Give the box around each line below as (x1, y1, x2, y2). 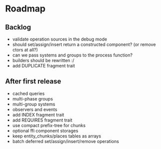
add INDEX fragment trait (12, 111, 64, 117)
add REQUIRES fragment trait (12, 117, 73, 123)
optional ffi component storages (12, 127, 79, 133)
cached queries (12, 90, 45, 96)
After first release (5, 77, 61, 85)
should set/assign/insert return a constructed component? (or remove (12, 41, 156, 47)
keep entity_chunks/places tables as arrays (12, 133, 101, 139)
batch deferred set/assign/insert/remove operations (12, 138, 119, 144)
